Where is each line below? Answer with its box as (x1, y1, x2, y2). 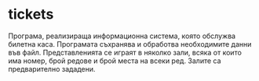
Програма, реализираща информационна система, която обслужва (8, 31, 236, 40)
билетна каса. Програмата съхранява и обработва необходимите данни (8, 39, 252, 48)
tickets (8, 5, 54, 23)
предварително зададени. (8, 64, 96, 73)
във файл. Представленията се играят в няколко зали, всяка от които (8, 48, 242, 57)
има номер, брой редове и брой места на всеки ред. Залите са (8, 56, 221, 65)
